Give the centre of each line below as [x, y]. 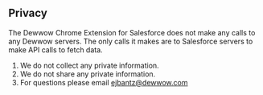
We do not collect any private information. [89, 65]
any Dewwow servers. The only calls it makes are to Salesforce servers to [131, 41]
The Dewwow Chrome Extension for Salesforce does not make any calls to [132, 32]
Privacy [28, 13]
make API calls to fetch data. [55, 50]
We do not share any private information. [88, 74]
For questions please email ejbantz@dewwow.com [104, 82]
